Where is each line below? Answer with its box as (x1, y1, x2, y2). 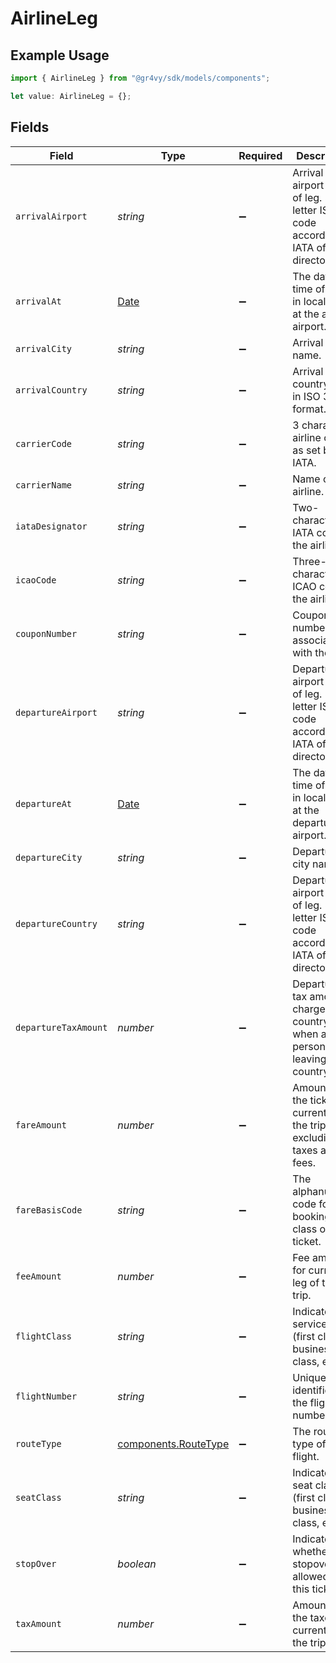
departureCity (15, 852, 83, 863)
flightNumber (15, 1390, 78, 1402)
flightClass (15, 1330, 73, 1342)
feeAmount (15, 1270, 62, 1282)
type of (292, 1437, 327, 1451)
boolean (117, 1557, 157, 1571)
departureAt (15, 798, 73, 809)
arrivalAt (15, 295, 62, 307)
